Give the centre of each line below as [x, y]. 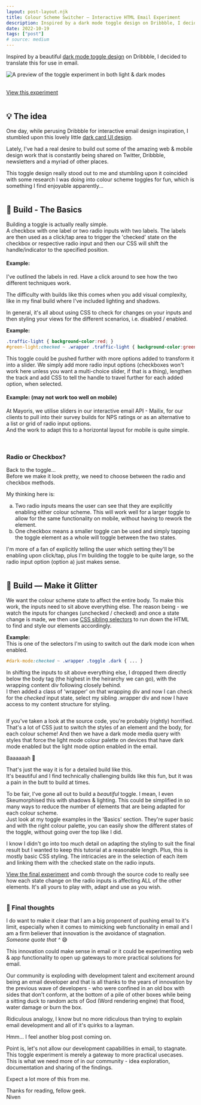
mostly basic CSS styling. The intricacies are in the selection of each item [97, 856]
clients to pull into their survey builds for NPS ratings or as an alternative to [98, 417]
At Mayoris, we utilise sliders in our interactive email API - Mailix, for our [95, 411]
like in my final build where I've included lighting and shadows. [83, 301]
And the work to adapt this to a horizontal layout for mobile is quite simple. [98, 430]
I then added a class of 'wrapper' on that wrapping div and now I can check [99, 691]
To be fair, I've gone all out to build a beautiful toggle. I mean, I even [90, 793]
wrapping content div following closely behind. [64, 685]
